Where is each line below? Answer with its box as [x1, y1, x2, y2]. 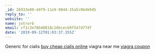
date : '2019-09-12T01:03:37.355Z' [5, 30, 77, 35]
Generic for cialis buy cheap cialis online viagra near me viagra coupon [5, 44, 150, 49]
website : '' [5, 16, 30, 21]
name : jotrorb [5, 21, 35, 26]
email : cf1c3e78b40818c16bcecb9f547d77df [5, 26, 92, 30]
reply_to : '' [5, 12, 32, 17]
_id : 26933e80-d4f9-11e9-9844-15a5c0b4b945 [5, 7, 97, 12]
